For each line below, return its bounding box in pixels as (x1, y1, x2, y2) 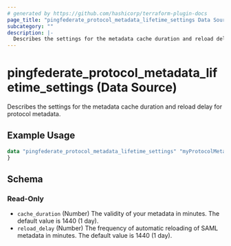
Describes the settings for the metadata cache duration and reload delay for (7, 102, 222, 111)
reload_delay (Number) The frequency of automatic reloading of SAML (16, 224, 219, 232)
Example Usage (7, 130, 76, 142)
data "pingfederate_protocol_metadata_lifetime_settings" (7, 148, 177, 155)
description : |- (7, 29, 54, 36)
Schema (7, 173, 43, 186)
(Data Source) (96, 80, 177, 96)
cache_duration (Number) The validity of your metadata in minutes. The (16, 210, 220, 218)
